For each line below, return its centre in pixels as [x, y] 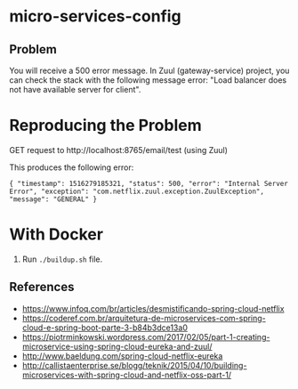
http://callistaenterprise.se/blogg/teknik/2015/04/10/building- [134, 365]
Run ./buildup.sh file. [62, 259]
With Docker [56, 235]
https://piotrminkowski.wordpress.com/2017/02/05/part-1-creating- [146, 336]
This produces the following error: [72, 167]
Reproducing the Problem [105, 126]
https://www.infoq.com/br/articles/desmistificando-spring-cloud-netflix [153, 308]
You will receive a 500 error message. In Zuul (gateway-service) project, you [149, 70]
